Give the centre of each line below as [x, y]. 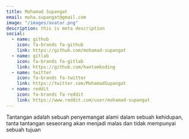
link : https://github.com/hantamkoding [66, 67]
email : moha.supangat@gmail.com [46, 17]
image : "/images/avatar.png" [42, 23]
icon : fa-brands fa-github [50, 45]
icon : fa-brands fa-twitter [51, 78]
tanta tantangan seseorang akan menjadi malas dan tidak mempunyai [91, 123]
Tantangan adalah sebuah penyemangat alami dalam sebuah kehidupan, [94, 117]
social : [16, 34]
